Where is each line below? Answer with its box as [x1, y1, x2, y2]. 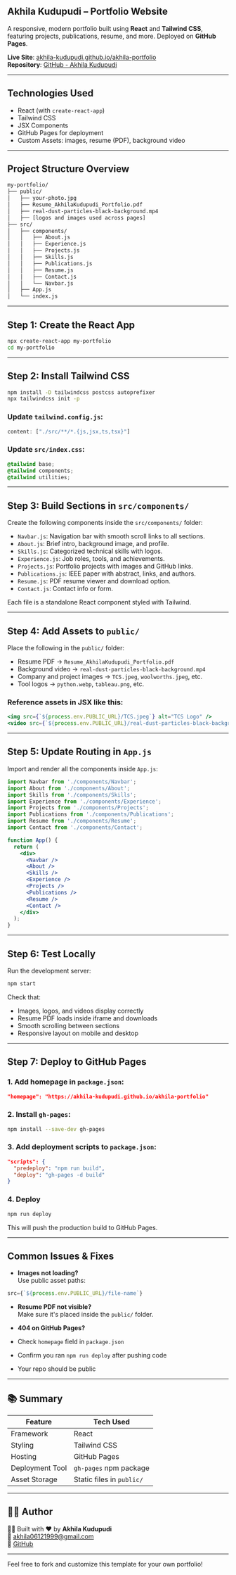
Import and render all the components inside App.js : [7, 764, 158, 773]
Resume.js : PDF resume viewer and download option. [17, 577, 171, 586]
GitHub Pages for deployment [17, 128, 104, 137]
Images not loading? [17, 1269, 79, 1277]
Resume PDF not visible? [17, 1303, 92, 1311]
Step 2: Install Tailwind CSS [7, 370, 130, 382]
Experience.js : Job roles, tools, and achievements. [17, 555, 165, 563]
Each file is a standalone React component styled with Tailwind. [7, 598, 192, 607]
